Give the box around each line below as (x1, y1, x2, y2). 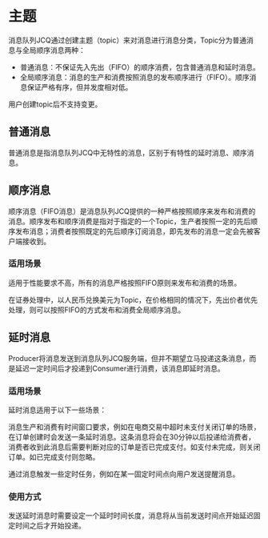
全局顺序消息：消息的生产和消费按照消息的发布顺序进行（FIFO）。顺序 (19, 72, 250, 82)
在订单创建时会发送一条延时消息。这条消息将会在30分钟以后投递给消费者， (8, 432, 256, 441)
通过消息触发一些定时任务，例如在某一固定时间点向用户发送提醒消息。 (8, 469, 240, 479)
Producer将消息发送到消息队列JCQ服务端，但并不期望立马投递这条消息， (8, 353, 250, 363)
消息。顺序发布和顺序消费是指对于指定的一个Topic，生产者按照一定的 (8, 216, 238, 226)
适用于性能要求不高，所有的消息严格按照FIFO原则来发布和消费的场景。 (8, 278, 242, 287)
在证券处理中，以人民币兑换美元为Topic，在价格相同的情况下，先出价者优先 (8, 295, 258, 304)
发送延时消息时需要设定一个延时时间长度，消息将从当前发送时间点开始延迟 (8, 511, 254, 520)
